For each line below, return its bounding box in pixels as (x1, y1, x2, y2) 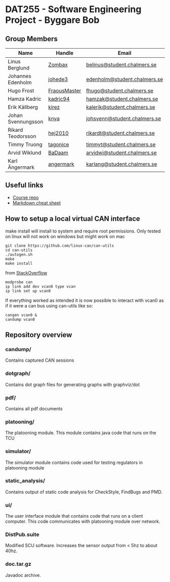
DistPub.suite (5, 531, 39, 538)
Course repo (12, 194, 39, 201)
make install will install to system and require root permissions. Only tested (5, 228, 161, 234)
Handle (56, 50, 74, 56)
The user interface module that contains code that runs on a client (5, 513, 143, 519)
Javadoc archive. (5, 572, 41, 578)
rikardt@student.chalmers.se (86, 130, 155, 136)
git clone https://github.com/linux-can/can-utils (5, 243, 114, 248)
